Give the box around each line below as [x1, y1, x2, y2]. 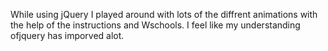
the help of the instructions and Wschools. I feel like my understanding [10, 19, 301, 31]
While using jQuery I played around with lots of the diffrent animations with [10, 9, 318, 20]
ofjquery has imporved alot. [10, 30, 125, 41]
